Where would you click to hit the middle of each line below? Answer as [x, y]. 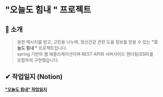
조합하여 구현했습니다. [38, 60]
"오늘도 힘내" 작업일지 [26, 89]
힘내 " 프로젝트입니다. [46, 48]
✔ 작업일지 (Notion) [34, 77]
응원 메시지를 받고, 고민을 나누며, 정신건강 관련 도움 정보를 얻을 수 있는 [84, 42]
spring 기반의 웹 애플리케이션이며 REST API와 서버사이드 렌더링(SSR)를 [85, 54]
